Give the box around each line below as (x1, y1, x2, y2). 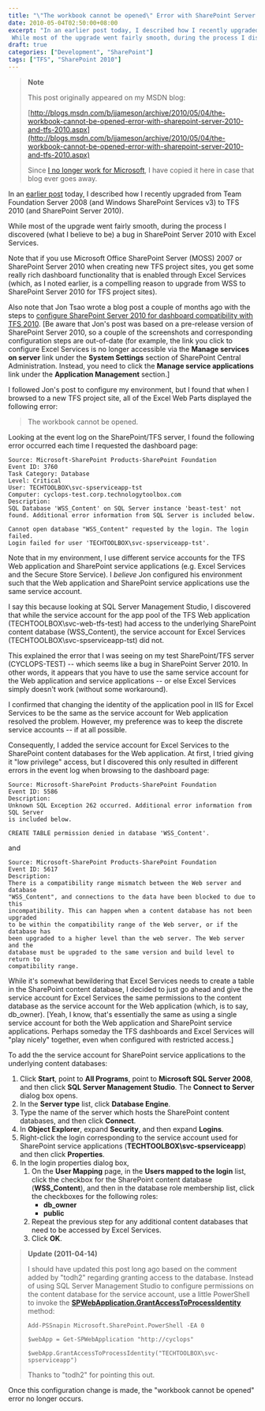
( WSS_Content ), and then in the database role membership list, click (31, 1183, 255, 1193)
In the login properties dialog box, (19, 1158, 129, 1167)
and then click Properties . (19, 1149, 105, 1159)
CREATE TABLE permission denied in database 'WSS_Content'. (8, 829, 211, 837)
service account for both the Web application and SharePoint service (8, 1018, 233, 1027)
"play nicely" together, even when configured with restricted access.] (8, 1035, 234, 1044)
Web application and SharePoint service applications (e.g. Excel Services (8, 561, 246, 570)
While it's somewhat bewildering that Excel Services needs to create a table (8, 976, 255, 985)
